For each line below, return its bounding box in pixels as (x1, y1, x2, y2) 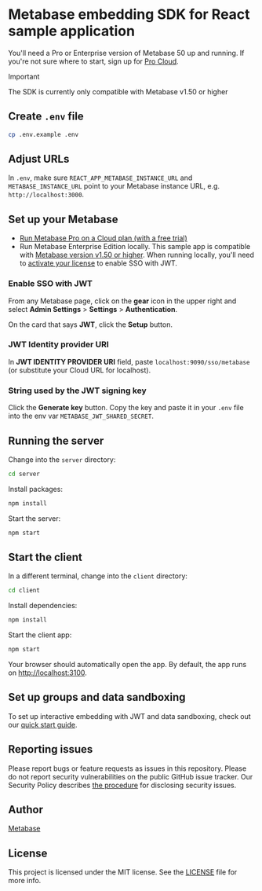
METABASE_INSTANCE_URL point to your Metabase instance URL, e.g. (8, 181, 220, 191)
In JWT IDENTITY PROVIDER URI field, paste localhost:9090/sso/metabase (8, 357, 250, 366)
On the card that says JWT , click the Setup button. (8, 320, 173, 329)
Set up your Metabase (8, 212, 118, 225)
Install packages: (8, 484, 63, 493)
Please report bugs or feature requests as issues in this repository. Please (8, 764, 247, 773)
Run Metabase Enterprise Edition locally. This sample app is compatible (19, 242, 251, 251)
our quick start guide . (8, 720, 78, 729)
